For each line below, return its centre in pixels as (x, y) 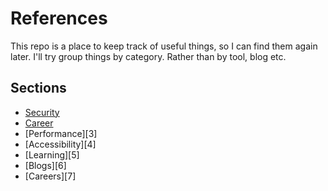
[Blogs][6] (45, 165)
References (59, 18)
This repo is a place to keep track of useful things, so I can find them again (164, 46)
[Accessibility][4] (60, 144)
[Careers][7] (50, 176)
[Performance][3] (61, 133)
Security (42, 112)
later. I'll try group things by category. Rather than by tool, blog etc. (148, 56)
